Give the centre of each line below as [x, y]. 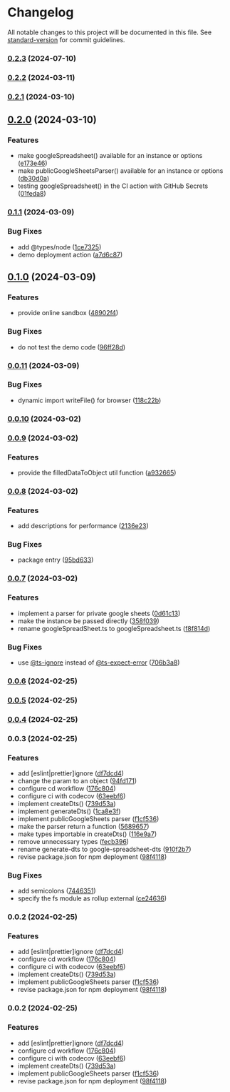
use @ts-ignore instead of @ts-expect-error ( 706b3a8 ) [99, 662]
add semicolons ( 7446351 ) [57, 891]
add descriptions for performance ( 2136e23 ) [83, 526]
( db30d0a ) [33, 179]
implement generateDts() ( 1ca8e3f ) [69, 811]
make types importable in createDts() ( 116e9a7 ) [87, 834]
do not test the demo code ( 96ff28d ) [72, 347]
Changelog [41, 13]
